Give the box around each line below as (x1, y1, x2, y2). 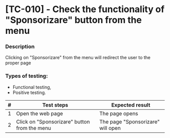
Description (5, 43, 35, 50)
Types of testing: (5, 72, 48, 79)
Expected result (111, 101, 151, 108)
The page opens (99, 110, 138, 117)
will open (99, 124, 121, 131)
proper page (5, 60, 31, 66)
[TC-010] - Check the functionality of (5, 4, 165, 15)
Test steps (42, 101, 68, 108)
